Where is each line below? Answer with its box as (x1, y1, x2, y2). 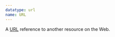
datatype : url (5, 7, 36, 13)
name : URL (5, 12, 27, 17)
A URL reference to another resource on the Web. (5, 26, 110, 32)
